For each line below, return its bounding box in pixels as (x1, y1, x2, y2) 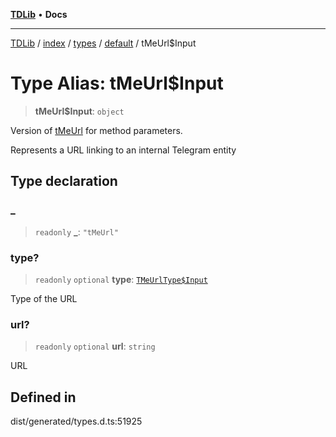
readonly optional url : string (34, 340, 156, 353)
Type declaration (10, 173, 118, 190)
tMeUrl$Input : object (34, 105, 125, 117)
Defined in (10, 389, 77, 406)
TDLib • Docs (10, 9, 68, 20)
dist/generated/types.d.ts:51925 (10, 415, 143, 428)
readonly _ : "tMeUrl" (34, 225, 119, 238)
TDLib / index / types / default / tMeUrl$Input (10, 37, 197, 49)
